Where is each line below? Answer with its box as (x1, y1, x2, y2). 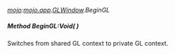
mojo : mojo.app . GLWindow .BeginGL (7, 6, 110, 14)
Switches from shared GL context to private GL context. (7, 39, 169, 47)
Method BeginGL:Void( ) (7, 21, 79, 30)
